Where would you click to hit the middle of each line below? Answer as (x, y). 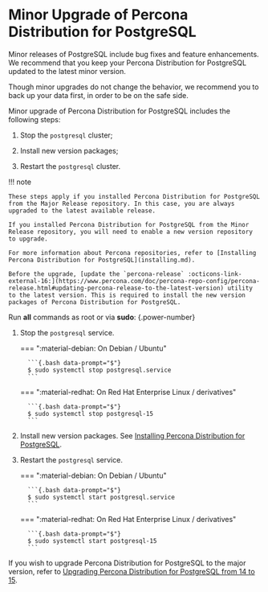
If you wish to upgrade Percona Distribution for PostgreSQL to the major (127, 563)
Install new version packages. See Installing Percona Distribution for (132, 435)
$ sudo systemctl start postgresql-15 (92, 541)
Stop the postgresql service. (67, 332)
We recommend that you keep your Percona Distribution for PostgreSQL (128, 63)
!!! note (20, 182)
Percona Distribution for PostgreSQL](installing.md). (102, 260)
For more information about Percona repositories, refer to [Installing (132, 253)
